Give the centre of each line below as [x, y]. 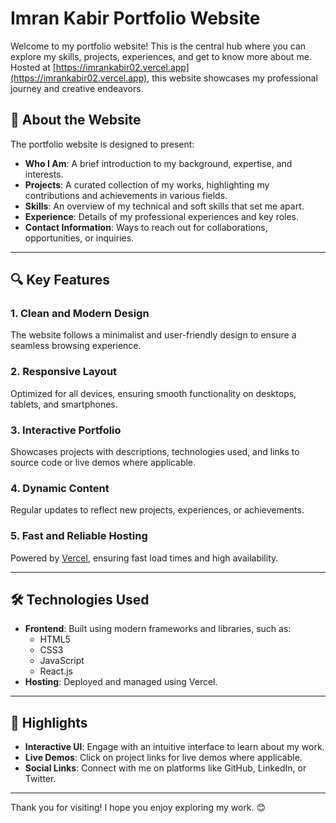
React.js [56, 671]
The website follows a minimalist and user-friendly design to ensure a [153, 335]
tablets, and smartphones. [64, 404]
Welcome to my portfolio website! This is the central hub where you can [158, 46]
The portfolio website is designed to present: [102, 144]
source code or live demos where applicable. [103, 463]
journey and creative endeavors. [77, 88]
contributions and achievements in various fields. [126, 195]
